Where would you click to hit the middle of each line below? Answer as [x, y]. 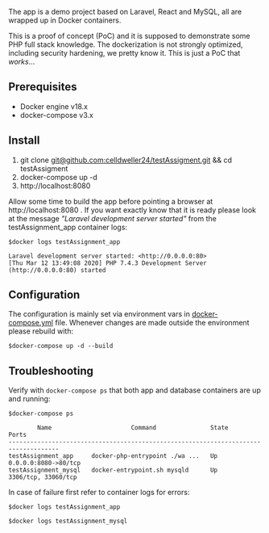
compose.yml [31, 323]
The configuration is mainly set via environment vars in [99, 314]
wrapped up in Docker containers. [65, 20]
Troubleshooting [51, 371]
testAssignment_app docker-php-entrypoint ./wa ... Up [113, 456]
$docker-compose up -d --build [61, 346]
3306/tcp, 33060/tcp [43, 477]
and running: [29, 399]
